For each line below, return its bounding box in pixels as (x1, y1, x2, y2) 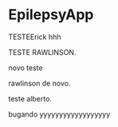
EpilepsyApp (8, 6, 94, 24)
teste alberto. (8, 93, 52, 103)
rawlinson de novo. (8, 78, 71, 88)
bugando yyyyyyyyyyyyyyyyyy (8, 109, 111, 119)
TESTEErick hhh (8, 32, 61, 42)
